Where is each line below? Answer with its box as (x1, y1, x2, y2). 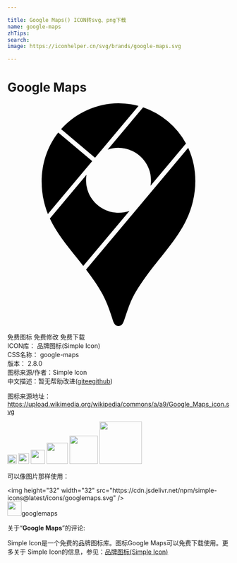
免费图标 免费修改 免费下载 (7, 333, 85, 342)
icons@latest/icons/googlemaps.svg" (7, 494, 116, 502)
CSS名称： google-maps (7, 351, 80, 359)
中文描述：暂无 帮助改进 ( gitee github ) (7, 377, 113, 385)
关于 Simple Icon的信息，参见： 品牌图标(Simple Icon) (13, 547, 169, 556)
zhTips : (7, 30, 30, 37)
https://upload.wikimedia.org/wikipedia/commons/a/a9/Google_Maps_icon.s (7, 400, 230, 409)
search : (7, 36, 30, 43)
